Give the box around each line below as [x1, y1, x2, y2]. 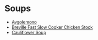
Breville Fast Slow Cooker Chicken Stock [11, 24, 93, 30]
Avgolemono [11, 19, 37, 25]
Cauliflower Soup [11, 29, 47, 35]
